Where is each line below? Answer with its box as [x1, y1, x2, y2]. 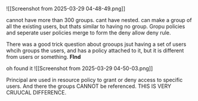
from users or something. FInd [6, 53, 81, 60]
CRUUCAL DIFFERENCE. [6, 89, 67, 96]
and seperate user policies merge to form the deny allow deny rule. [6, 29, 171, 36]
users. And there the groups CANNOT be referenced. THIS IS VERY [6, 83, 172, 90]
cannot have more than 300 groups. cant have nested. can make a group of [6, 17, 192, 23]
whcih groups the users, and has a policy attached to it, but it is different [6, 47, 184, 54]
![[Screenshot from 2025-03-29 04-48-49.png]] [6, 5, 126, 12]
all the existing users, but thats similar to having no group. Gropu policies [6, 23, 185, 30]
